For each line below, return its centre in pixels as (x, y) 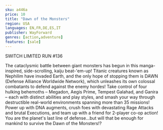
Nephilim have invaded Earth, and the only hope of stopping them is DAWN (82, 76)
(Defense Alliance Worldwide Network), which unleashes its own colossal (80, 81)
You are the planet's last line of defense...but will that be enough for (74, 118)
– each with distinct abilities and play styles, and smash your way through (80, 97)
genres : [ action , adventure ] (34, 38)
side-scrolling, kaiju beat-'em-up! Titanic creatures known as (86, 71)
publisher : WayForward (28, 33)
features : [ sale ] (23, 42)
